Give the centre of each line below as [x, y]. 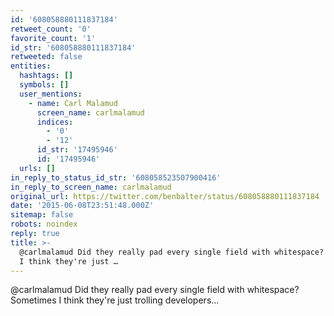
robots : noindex [44, 224]
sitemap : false [42, 215]
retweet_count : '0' [51, 29]
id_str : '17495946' [77, 150]
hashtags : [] [46, 76]
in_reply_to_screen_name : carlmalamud [91, 187]
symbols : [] [44, 85]
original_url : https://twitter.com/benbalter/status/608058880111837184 [165, 196]
